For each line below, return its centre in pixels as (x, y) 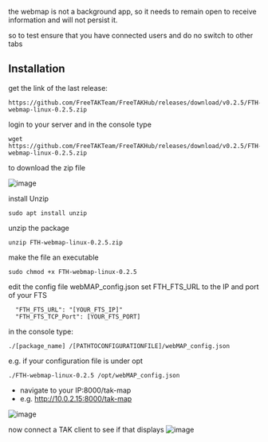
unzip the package (39, 228)
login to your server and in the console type (80, 124)
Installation (37, 69)
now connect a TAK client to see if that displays (87, 429)
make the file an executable (53, 257)
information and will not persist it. (63, 20)
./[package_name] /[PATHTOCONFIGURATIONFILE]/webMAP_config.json (119, 346)
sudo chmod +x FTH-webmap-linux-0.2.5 (73, 272)
